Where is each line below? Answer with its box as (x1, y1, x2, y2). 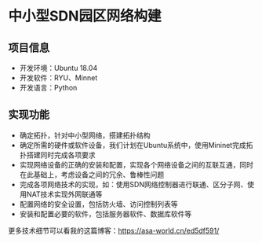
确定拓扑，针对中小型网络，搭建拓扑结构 (19, 131, 151, 140)
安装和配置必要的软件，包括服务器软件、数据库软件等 (19, 209, 192, 219)
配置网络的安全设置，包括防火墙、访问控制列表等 (19, 199, 178, 208)
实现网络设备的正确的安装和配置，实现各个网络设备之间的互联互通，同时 (19, 160, 253, 169)
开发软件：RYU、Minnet (19, 73, 98, 83)
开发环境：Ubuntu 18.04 (19, 64, 98, 72)
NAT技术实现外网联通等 (26, 190, 103, 199)
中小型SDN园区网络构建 (8, 7, 162, 25)
